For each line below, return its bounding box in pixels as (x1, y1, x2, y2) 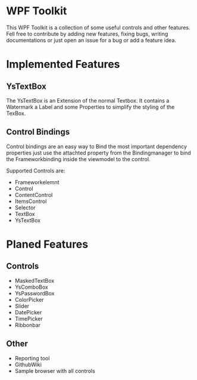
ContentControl (14, 191, 53, 198)
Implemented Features (6, 58, 120, 71)
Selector (14, 204, 36, 211)
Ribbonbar (14, 321, 40, 329)
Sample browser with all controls (14, 367, 95, 374)
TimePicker (14, 315, 43, 322)
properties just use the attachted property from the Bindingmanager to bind (6, 149, 192, 156)
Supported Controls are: (6, 167, 65, 174)
